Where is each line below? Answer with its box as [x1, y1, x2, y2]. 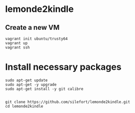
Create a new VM [5, 23, 60, 32]
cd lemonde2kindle [5, 104, 43, 109]
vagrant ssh [5, 45, 30, 50]
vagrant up [5, 41, 28, 46]
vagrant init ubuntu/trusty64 [5, 36, 68, 41]
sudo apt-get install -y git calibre [5, 86, 84, 91]
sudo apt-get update [5, 78, 48, 83]
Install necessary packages [5, 61, 122, 73]
